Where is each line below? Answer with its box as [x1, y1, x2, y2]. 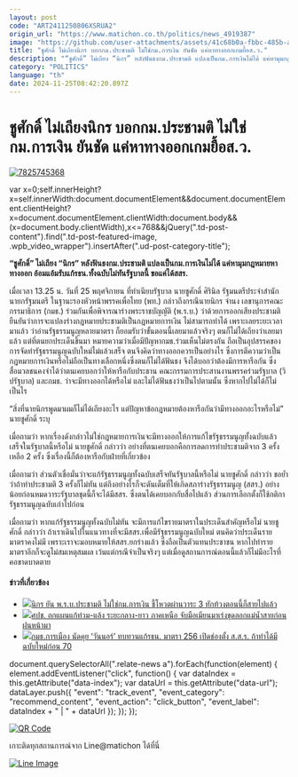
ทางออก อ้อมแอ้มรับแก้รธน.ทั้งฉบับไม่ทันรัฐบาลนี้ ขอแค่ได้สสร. [9, 267, 189, 278]
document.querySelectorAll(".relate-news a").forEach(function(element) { [9, 658, 278, 669]
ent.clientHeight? [9, 202, 72, 213]
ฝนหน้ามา [21, 619, 51, 630]
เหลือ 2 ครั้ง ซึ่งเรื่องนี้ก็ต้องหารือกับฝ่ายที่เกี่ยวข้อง [9, 450, 151, 462]
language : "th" [9, 71, 66, 80]
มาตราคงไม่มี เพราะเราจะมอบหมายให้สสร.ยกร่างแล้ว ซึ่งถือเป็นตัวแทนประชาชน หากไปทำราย [9, 536, 273, 547]
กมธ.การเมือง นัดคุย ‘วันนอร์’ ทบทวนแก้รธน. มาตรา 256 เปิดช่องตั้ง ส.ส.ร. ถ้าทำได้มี [30, 630, 278, 641]
